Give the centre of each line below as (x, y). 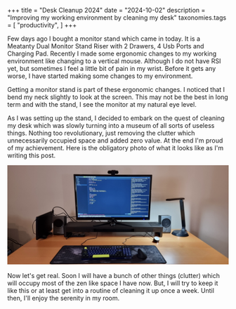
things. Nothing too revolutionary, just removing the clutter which (101, 133)
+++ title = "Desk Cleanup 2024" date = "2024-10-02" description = (106, 10)
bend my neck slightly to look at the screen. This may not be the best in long (118, 97)
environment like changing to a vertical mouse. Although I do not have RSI (114, 61)
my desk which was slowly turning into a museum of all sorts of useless (111, 125)
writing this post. (32, 155)
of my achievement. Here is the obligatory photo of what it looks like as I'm (115, 148)
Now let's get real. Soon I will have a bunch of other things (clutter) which (113, 276)
